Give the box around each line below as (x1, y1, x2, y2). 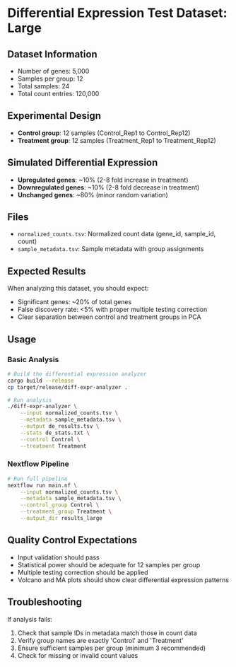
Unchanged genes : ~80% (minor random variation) (17, 190, 168, 199)
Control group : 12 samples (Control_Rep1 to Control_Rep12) (17, 129, 191, 137)
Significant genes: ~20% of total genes (17, 298, 132, 306)
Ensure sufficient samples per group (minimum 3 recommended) (17, 644, 206, 652)
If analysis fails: (7, 615, 53, 623)
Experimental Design (7, 110, 101, 122)
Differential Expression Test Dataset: (7, 5, 228, 21)
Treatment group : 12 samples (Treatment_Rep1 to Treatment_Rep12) (17, 136, 217, 144)
